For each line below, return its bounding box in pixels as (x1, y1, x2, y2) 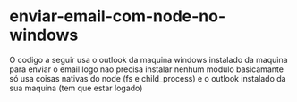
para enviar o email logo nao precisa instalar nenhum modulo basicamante (9, 64, 284, 75)
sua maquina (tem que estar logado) (9, 82, 143, 93)
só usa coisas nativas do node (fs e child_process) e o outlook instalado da (9, 73, 286, 83)
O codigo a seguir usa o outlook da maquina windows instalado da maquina (9, 54, 288, 65)
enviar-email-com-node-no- (9, 6, 226, 27)
